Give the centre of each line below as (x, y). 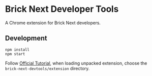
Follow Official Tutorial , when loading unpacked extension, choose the (76, 63)
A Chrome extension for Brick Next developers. (53, 23)
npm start (15, 54)
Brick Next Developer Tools (62, 9)
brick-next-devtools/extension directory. (47, 68)
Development (26, 38)
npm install (17, 50)
